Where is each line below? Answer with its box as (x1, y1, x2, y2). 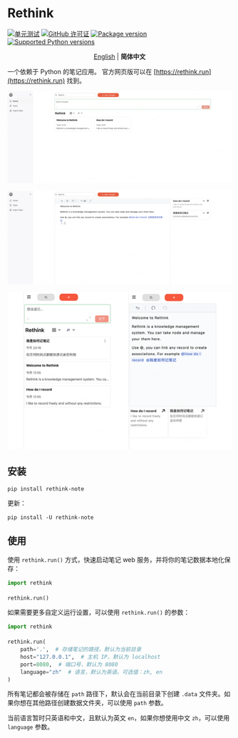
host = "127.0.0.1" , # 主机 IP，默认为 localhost (20, 653, 161, 660)
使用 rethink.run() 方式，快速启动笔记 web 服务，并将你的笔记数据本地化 (7, 555, 224, 564)
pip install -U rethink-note (7, 514, 94, 521)
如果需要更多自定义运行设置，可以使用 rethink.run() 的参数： (7, 608, 190, 617)
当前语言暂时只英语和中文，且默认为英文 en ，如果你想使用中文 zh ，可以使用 (7, 714, 230, 722)
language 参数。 (7, 722, 54, 732)
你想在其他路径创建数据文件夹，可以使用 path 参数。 (13, 699, 167, 707)
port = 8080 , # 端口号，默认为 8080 (20, 661, 118, 668)
